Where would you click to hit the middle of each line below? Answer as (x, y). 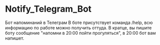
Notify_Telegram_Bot (48, 9)
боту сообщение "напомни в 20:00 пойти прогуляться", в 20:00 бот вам (80, 33)
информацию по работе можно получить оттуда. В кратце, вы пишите (79, 27)
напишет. (15, 38)
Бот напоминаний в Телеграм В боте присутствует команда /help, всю (79, 22)
